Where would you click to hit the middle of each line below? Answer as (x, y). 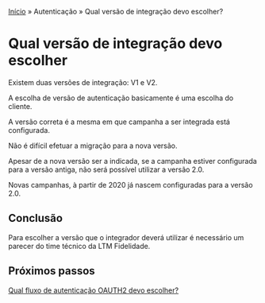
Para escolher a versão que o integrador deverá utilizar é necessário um (126, 237)
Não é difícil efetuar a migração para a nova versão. (93, 146)
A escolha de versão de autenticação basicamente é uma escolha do (121, 98)
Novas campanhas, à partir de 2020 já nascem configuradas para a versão (131, 185)
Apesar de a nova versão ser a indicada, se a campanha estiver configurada (133, 161)
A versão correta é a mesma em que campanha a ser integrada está (119, 122)
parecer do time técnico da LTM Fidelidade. (79, 246)
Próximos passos (52, 271)
